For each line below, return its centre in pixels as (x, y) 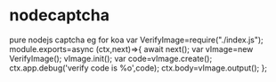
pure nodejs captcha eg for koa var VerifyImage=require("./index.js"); (137, 40)
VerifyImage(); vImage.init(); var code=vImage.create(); (111, 58)
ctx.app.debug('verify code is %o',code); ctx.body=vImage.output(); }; (138, 68)
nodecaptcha (59, 15)
